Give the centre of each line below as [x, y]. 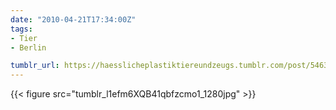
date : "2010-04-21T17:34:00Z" [73, 19]
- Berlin [28, 47]
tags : [21, 29]
